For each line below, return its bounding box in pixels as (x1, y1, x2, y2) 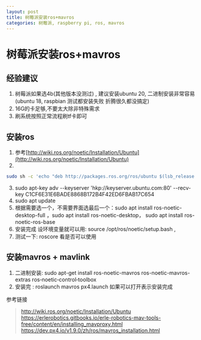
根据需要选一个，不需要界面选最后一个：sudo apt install (14, 204, 153, 211)
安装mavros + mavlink (6, 252, 90, 262)
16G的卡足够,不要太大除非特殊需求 (14, 105, 100, 113)
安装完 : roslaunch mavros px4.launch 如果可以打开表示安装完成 (14, 283, 173, 290)
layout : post (6, 8, 39, 15)
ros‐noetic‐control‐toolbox (32, 276, 97, 283)
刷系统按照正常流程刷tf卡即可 (14, 113, 88, 120)
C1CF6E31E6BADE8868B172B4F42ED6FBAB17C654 (25, 191, 155, 198)
